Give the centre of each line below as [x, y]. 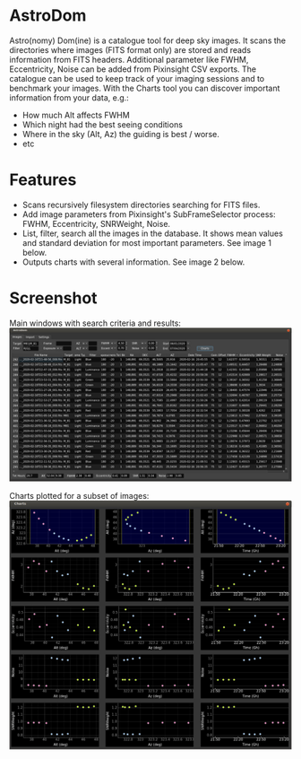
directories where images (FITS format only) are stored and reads [130, 49]
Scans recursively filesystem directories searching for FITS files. [141, 205]
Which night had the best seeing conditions [103, 124]
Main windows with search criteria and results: [95, 323]
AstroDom [48, 16]
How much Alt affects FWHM [76, 115]
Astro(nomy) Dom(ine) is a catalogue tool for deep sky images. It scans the [148, 40]
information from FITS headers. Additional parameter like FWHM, [129, 59]
